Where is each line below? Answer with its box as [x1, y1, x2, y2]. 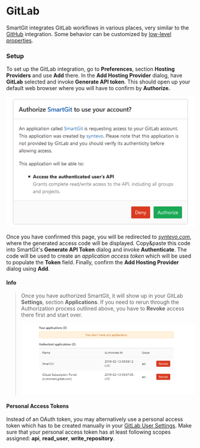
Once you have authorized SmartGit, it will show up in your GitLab [20, 292, 183, 300]
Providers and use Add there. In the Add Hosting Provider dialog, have [6, 72, 183, 79]
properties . [6, 37, 34, 44]
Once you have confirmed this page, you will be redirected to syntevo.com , [6, 233, 192, 241]
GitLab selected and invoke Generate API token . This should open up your [6, 78, 190, 85]
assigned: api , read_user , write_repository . [6, 435, 115, 442]
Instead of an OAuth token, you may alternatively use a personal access [6, 416, 183, 423]
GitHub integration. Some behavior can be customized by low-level [6, 30, 172, 37]
